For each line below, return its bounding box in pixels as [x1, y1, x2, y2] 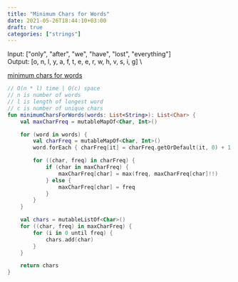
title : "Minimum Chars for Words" [7, 10, 110, 18]
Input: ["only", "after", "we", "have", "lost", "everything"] [7, 50, 171, 58]
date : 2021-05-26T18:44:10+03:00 [7, 17, 107, 24]
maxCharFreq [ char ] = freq [58, 183, 135, 191]
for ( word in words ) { [20, 131, 88, 138]
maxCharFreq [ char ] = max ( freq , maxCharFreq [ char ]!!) [58, 170, 219, 177]
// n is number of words [7, 92, 81, 99]
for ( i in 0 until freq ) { [33, 229, 113, 236]
